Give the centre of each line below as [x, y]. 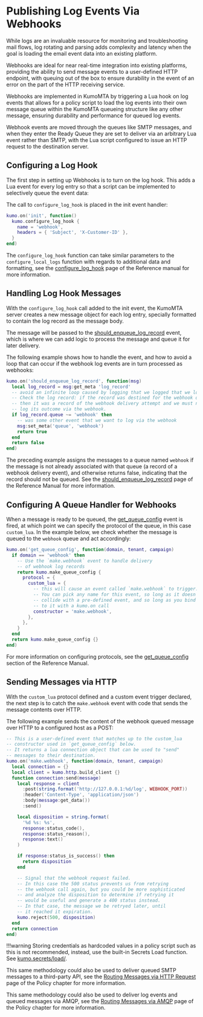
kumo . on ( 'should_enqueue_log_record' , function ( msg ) [74, 381]
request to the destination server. [47, 146]
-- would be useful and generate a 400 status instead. [89, 901]
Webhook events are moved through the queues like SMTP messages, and [99, 127]
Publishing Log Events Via [73, 11]
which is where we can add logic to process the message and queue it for [98, 339]
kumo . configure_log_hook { [46, 221]
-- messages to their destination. [51, 756]
